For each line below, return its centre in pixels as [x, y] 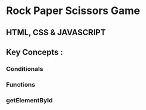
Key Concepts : [35, 52]
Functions [21, 84]
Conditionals [25, 68]
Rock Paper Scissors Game [73, 11]
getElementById [29, 100]
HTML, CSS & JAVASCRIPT [56, 32]
